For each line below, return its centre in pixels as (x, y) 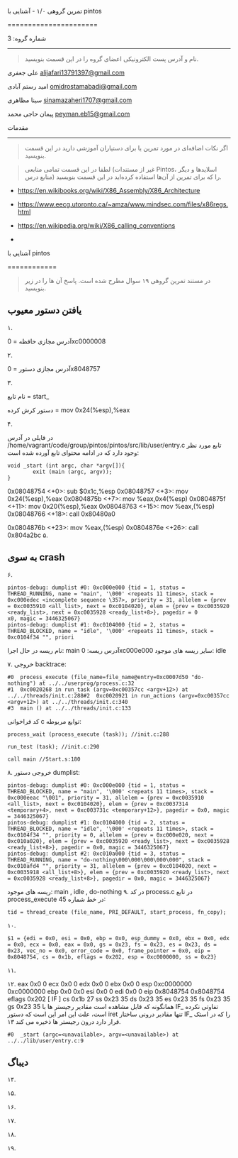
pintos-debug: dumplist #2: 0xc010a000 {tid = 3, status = (96, 854)
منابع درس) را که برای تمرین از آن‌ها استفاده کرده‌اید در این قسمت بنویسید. (123, 177)
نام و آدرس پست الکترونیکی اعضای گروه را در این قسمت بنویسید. (112, 59)
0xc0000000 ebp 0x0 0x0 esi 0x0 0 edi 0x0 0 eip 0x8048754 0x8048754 (116, 991)
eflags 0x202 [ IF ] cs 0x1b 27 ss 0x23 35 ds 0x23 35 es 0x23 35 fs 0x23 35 (119, 999)
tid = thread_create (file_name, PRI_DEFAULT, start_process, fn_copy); (117, 912)
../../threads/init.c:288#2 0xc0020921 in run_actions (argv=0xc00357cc (119, 695)
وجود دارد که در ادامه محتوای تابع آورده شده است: (73, 452)
